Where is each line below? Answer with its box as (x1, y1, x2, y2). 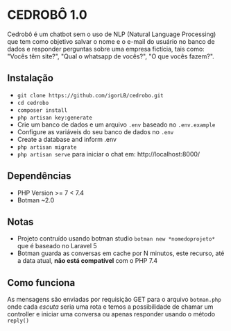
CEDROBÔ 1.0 (7, 7, 88, 23)
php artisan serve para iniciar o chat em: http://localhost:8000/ (17, 150, 200, 158)
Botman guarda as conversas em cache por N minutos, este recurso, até (17, 249, 225, 257)
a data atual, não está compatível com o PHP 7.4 (17, 257, 158, 265)
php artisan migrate (17, 143, 77, 151)
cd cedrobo (17, 99, 49, 106)
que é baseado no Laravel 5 (17, 242, 97, 250)
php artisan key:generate (17, 114, 92, 121)
